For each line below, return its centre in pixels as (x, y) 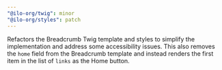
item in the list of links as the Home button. (68, 60)
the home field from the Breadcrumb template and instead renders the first (110, 53)
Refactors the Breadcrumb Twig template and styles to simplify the (101, 39)
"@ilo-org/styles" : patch (44, 20)
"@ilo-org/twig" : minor (41, 13)
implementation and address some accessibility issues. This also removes (111, 46)
